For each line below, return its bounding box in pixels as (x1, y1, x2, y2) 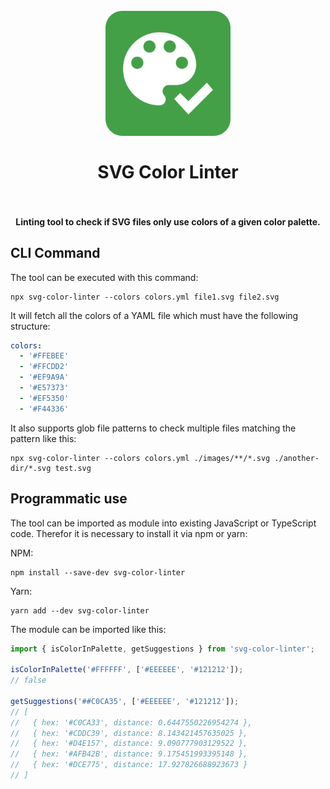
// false (10, 675, 47, 686)
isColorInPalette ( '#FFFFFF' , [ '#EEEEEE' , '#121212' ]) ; (10, 665, 244, 675)
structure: (10, 320, 51, 332)
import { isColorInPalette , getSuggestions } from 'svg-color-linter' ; (10, 644, 315, 654)
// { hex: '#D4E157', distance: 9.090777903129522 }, (10, 739, 248, 749)
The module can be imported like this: (10, 623, 167, 635)
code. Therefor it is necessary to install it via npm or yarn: (10, 527, 248, 539)
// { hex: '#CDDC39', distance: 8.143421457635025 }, (10, 728, 248, 738)
